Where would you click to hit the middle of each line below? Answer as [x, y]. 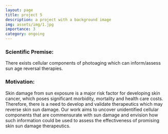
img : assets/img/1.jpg [30, 24]
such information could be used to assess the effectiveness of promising [82, 120]
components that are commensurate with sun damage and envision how [82, 115]
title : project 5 [24, 15]
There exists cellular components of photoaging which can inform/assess [83, 63]
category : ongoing [25, 34]
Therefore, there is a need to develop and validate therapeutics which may [84, 104]
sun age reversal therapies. [34, 69]
